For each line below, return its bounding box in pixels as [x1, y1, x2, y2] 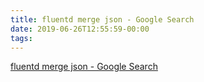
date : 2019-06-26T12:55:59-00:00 [10, 24, 150, 34]
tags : [10, 33, 33, 43]
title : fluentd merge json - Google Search [10, 14, 195, 25]
